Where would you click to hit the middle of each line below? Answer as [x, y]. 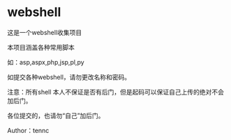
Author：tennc [28, 130]
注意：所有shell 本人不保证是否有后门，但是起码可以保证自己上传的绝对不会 [116, 92]
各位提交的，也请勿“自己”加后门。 [56, 115]
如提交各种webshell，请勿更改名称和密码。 [69, 77]
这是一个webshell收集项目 [45, 32]
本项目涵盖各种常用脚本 [41, 47]
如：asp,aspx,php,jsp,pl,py [46, 62]
